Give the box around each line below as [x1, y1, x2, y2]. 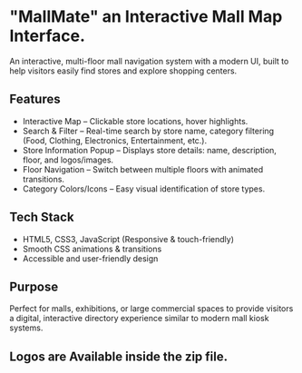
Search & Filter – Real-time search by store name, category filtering [22, 125, 275, 136]
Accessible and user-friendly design [22, 252, 159, 264]
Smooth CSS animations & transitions [22, 243, 162, 254]
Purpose [9, 279, 59, 294]
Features [9, 92, 61, 107]
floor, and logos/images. [22, 154, 114, 165]
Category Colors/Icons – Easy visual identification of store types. [22, 183, 266, 194]
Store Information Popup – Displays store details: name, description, [22, 144, 277, 155]
